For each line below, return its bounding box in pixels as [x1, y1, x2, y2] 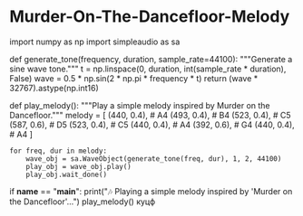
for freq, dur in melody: [9, 146, 107, 155]
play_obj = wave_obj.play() [25, 162, 132, 171]
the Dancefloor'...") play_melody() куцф [9, 196, 156, 207]
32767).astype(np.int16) [9, 82, 100, 93]
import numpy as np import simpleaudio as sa [9, 36, 181, 47]
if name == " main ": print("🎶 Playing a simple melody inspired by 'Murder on [9, 185, 293, 196]
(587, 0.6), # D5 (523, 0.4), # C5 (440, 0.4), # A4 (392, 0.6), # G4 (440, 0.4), [9, 119, 295, 130]
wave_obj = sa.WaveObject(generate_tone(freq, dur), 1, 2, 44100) [25, 154, 282, 164]
